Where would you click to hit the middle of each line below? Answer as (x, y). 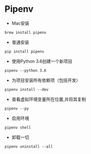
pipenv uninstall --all (29, 146)
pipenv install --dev (27, 89)
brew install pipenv (26, 32)
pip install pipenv (24, 51)
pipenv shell (18, 128)
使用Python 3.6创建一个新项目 (42, 61)
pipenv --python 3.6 (26, 70)
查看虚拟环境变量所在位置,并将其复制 (49, 99)
